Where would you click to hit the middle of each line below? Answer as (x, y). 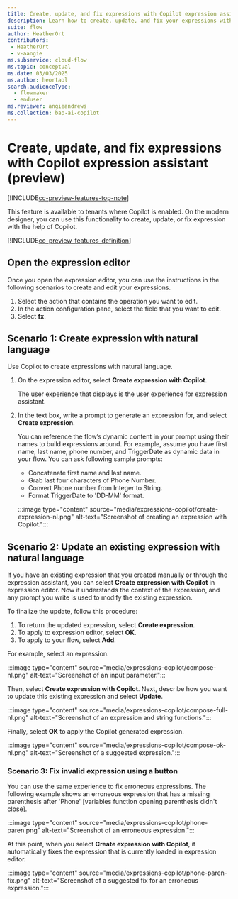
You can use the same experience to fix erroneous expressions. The (107, 787)
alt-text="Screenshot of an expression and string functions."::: (121, 718)
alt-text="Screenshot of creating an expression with (151, 517)
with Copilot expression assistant (108, 163)
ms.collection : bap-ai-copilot (53, 113)
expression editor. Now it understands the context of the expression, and (114, 590)
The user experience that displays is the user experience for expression (122, 394)
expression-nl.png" (46, 517)
